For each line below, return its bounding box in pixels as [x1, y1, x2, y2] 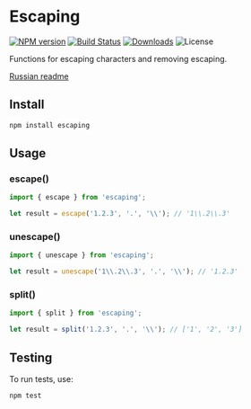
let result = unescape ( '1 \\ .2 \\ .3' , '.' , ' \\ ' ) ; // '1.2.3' [9, 267, 239, 276]
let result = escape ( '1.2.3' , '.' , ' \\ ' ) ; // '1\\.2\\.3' [9, 209, 230, 218]
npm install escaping [9, 120, 91, 129]
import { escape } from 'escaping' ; [9, 193, 146, 202]
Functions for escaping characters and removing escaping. [9, 53, 228, 64]
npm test [9, 391, 42, 400]
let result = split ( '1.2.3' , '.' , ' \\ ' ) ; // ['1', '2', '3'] [9, 325, 243, 334]
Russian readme [9, 70, 69, 82]
